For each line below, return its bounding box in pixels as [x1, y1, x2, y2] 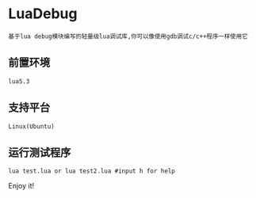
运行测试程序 [8, 146, 71, 159]
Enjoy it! [8, 181, 35, 191]
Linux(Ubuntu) [8, 122, 55, 131]
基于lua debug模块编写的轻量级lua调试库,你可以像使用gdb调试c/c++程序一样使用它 [8, 32, 248, 40]
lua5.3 [8, 77, 30, 86]
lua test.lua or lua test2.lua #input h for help [8, 167, 176, 175]
